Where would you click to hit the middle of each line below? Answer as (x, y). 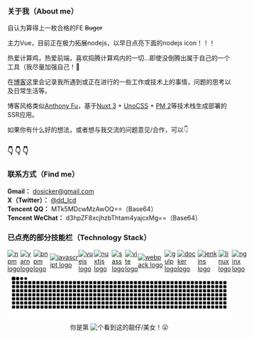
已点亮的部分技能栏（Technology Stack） (79, 237)
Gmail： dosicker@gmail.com (51, 191)
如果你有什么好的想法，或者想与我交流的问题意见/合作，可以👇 (98, 130)
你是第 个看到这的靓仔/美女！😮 (119, 327)
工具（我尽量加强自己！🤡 (44, 67)
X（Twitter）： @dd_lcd (42, 200)
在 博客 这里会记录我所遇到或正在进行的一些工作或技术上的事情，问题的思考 (116, 82)
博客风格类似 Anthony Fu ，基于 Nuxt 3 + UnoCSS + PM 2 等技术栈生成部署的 (117, 106)
